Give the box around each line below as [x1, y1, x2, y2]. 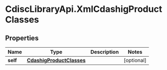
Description [90, 49, 119, 55]
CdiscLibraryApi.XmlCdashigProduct [5, 3, 163, 15]
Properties [5, 34, 39, 42]
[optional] [124, 57, 147, 64]
